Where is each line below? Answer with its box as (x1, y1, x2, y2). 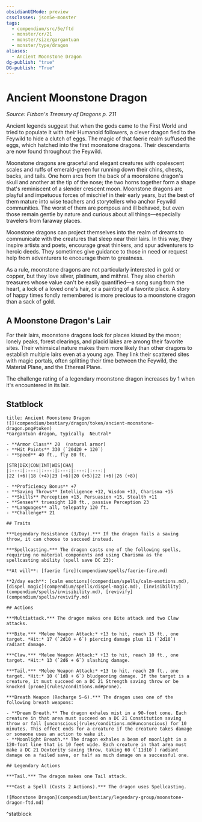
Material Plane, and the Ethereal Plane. (6, 364, 102, 371)
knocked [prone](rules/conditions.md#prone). (6, 683, 122, 690)
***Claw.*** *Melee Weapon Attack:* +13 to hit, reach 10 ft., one (6, 652, 179, 658)
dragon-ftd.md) (6, 799, 44, 806)
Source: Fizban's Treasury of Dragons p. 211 (6, 111, 117, 118)
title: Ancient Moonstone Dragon (6, 415, 90, 421)
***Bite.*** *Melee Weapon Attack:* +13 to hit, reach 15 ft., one (6, 631, 179, 637)
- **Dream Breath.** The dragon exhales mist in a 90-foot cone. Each (6, 710, 187, 716)
